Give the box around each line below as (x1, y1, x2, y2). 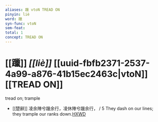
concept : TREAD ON (5, 35, 43, 40)
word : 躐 (5, 16, 22, 21)
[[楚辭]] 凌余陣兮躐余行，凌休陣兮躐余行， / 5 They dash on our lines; (12, 105, 154, 111)
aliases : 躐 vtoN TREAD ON (5, 7, 60, 12)
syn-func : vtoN (5, 21, 37, 26)
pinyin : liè (5, 12, 30, 17)
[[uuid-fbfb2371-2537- (53, 58, 150, 69)
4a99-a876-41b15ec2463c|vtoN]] (5, 69, 148, 80)
